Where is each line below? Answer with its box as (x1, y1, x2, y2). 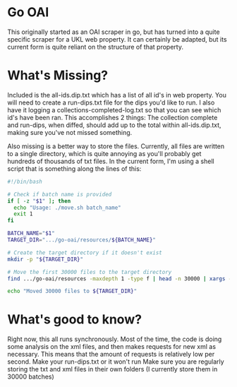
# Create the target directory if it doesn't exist (7, 249, 162, 256)
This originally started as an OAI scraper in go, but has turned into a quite (7, 28, 220, 36)
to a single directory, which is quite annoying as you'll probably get (7, 149, 202, 157)
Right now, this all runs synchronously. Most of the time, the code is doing (7, 335, 222, 343)
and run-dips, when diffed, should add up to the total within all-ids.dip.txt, (7, 121, 221, 129)
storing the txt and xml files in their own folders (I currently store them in (7, 365, 218, 374)
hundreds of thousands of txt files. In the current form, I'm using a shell (7, 157, 214, 165)
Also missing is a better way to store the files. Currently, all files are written (7, 142, 225, 150)
